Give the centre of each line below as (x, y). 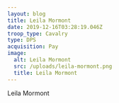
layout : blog (27, 14)
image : (17, 54)
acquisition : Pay (33, 47)
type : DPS (22, 40)
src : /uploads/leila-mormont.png (63, 66)
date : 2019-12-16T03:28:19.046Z (55, 27)
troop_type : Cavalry (38, 34)
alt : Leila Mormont (42, 60)
